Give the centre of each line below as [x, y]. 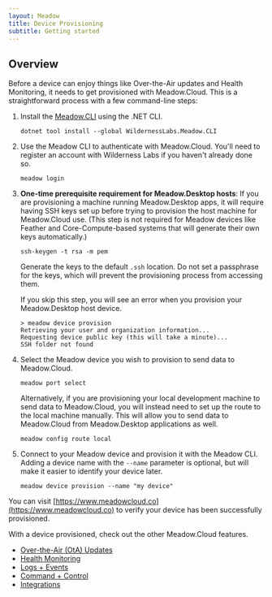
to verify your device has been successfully [189, 510]
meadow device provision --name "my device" [97, 487]
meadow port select [53, 383]
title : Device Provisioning [56, 24]
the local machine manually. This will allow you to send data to [124, 416]
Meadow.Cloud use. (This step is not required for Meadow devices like [138, 219]
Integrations [40, 585]
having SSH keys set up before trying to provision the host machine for [138, 211]
